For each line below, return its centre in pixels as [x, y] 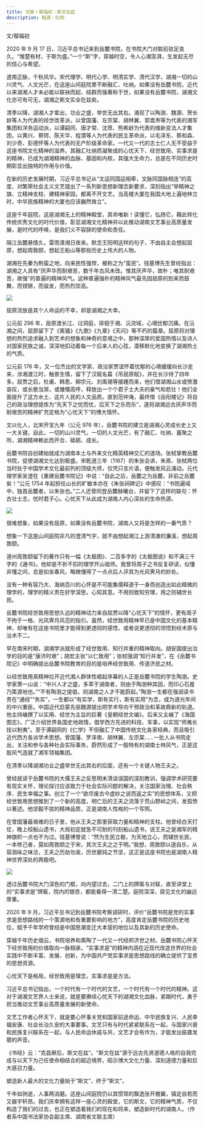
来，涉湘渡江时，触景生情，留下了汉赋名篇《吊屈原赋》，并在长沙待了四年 [98, 374]
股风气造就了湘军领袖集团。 [41, 752]
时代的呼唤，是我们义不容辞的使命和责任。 [75, 229]
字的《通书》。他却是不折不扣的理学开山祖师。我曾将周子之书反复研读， [95, 564]
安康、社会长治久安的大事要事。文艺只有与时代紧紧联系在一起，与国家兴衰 [104, 1024]
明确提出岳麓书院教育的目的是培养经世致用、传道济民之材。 [102, 663]
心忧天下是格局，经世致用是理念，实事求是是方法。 [70, 976]
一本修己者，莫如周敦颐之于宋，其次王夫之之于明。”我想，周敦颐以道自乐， [99, 844]
